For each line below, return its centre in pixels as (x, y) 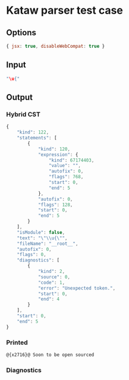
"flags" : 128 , (55, 205)
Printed (17, 342)
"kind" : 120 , (54, 149)
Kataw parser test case (65, 10)
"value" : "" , (65, 166)
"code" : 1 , (51, 282)
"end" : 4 (49, 299)
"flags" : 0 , (32, 255)
